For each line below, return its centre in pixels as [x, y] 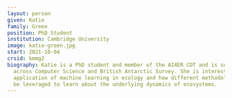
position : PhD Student [40, 33]
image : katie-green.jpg [41, 46]
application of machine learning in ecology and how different [106, 78]
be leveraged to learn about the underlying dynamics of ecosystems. [115, 84]
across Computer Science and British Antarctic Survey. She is [106, 71]
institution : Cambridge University [58, 39]
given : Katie [26, 20]
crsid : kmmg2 [26, 59]
